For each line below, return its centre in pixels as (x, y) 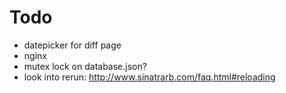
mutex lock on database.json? (85, 66)
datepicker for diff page (72, 45)
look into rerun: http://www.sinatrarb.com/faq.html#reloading (149, 77)
